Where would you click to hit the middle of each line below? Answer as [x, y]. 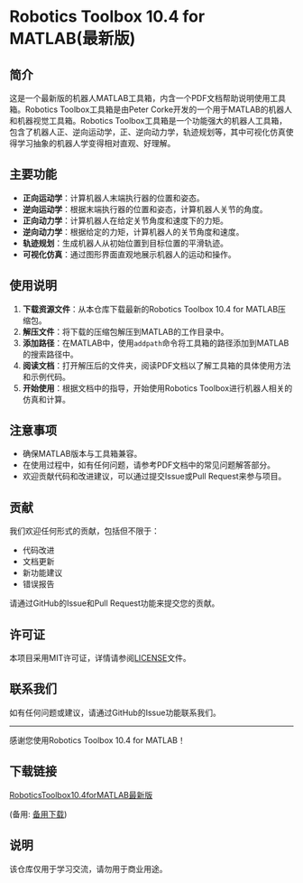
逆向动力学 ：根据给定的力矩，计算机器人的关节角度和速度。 [133, 231]
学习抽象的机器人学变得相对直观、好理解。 [96, 143]
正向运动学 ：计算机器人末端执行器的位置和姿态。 [113, 198]
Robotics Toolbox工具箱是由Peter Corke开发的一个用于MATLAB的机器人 [159, 109]
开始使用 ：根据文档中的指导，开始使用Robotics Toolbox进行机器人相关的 [157, 388]
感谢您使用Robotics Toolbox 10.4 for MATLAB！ [98, 740]
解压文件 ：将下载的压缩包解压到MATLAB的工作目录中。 [125, 331]
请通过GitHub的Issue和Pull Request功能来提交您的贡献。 [115, 603]
